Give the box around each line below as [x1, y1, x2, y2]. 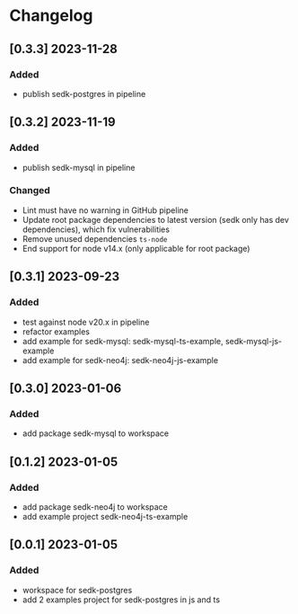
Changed [9, 184, 51, 197]
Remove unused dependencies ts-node [22, 233, 168, 244]
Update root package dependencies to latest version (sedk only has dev [22, 214, 290, 225]
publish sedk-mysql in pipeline [22, 162, 136, 173]
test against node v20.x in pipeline [22, 316, 150, 327]
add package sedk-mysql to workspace [22, 428, 170, 439]
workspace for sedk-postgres [22, 584, 133, 595]
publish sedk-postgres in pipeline [22, 88, 146, 99]
